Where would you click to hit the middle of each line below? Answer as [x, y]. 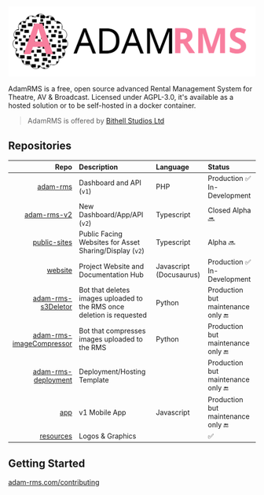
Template [94, 379]
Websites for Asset [109, 242]
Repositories [40, 145]
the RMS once [102, 307]
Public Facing [101, 234]
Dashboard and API [110, 183]
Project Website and [111, 266]
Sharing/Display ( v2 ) [112, 251]
